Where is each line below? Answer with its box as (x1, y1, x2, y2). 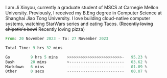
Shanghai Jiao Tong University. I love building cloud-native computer (5, 15, 151, 21)
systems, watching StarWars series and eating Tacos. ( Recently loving (5, 21, 153, 27)
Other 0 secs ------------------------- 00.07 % (5, 69, 147, 74)
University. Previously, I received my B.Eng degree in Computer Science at (5, 10, 162, 16)
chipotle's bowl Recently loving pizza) (5, 26, 85, 32)
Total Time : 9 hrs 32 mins (5, 45, 63, 50)
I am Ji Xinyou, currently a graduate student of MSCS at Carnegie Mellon (5, 5, 158, 10)
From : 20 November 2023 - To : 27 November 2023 (5, 36, 109, 41)
